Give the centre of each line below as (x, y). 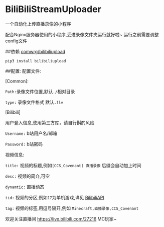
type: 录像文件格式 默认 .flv (34, 102)
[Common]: (17, 81)
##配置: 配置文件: (23, 71)
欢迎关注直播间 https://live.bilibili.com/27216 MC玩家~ (61, 219)
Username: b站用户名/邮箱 (31, 133)
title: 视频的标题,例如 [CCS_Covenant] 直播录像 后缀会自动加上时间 (73, 165)
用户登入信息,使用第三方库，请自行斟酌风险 (50, 122)
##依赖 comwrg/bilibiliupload (35, 51)
